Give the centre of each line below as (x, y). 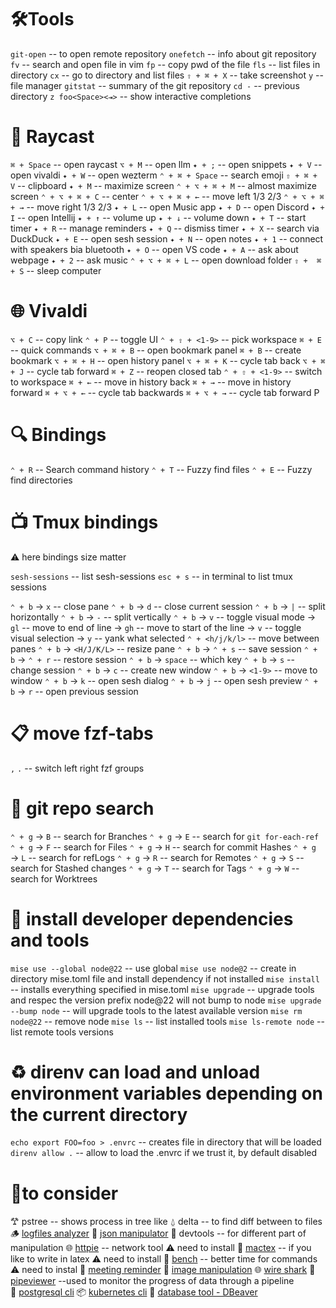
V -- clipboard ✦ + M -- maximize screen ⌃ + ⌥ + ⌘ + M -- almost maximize (163, 185)
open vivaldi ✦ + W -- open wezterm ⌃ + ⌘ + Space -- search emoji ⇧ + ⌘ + (164, 175)
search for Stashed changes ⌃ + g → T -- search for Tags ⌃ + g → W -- (155, 868)
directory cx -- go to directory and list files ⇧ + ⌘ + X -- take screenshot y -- (167, 75)
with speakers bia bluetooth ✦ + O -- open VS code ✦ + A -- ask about (154, 249)
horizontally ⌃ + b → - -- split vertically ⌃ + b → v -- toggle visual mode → (163, 617)
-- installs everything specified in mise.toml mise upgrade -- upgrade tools (162, 989)
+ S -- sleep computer (56, 270)
